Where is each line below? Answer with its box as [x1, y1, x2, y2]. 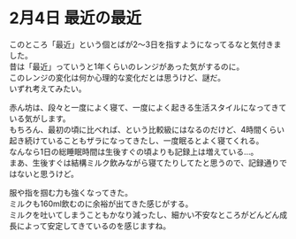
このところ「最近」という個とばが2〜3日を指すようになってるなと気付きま [9, 39, 282, 50]
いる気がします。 [9, 112, 71, 124]
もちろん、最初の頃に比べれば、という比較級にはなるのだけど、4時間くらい [9, 124, 285, 135]
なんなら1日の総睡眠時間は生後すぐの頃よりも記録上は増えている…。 [9, 146, 259, 157]
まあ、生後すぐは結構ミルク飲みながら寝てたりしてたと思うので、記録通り [9, 157, 280, 168]
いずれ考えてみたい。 [9, 83, 87, 94]
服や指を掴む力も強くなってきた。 [9, 187, 133, 197]
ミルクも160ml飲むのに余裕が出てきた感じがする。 [9, 198, 194, 209]
